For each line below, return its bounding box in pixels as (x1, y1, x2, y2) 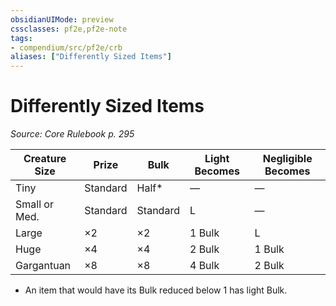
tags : (10, 33, 33, 43)
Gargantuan (15, 259, 72, 273)
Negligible (262, 152, 313, 166)
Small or (15, 197, 54, 211)
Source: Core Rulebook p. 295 (10, 128, 135, 140)
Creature (23, 152, 67, 166)
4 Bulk (189, 259, 220, 273)
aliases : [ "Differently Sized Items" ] (10, 52, 172, 62)
